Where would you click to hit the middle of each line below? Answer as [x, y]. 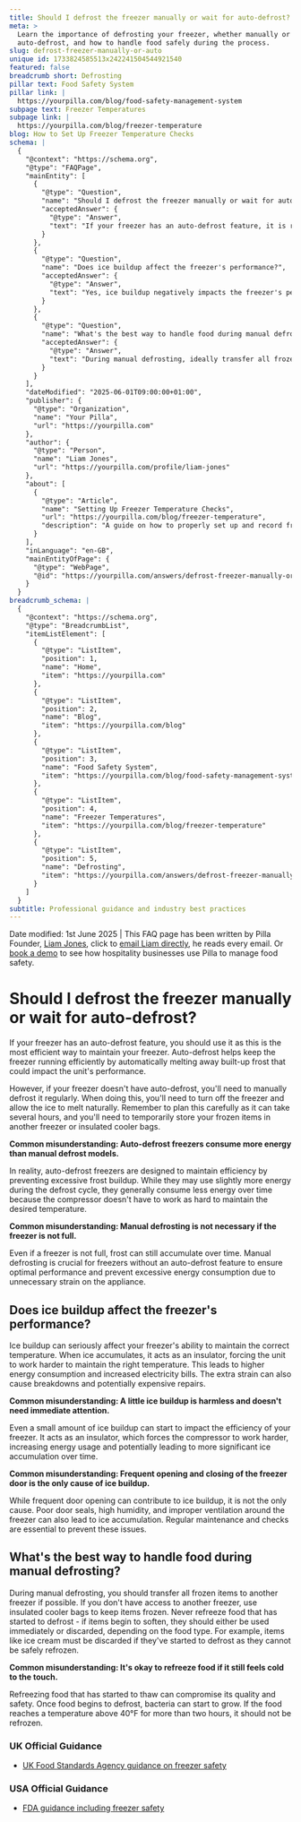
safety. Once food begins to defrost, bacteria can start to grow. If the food [146, 1704]
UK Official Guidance [56, 1746]
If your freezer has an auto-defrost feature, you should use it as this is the [146, 1043]
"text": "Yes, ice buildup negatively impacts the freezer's [165, 292]
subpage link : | [39, 117]
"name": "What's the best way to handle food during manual [156, 334]
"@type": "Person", [69, 451]
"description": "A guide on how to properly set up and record [162, 526]
